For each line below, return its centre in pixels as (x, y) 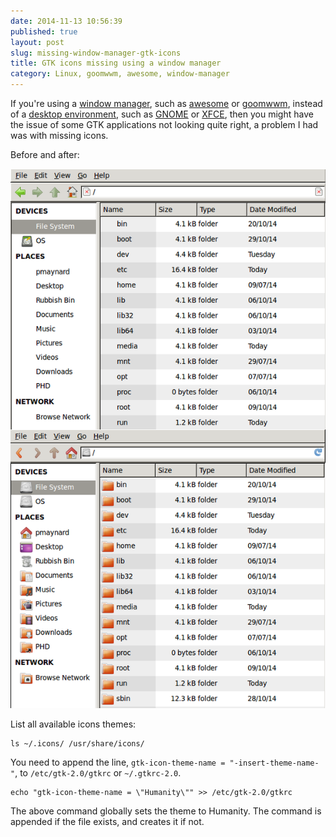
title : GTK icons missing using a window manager (116, 63)
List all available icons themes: (73, 724)
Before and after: (45, 154)
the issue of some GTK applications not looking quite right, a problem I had (164, 124)
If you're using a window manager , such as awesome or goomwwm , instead (166, 103)
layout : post (37, 42)
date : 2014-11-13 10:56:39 (66, 21)
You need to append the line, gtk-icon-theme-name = (118, 762)
